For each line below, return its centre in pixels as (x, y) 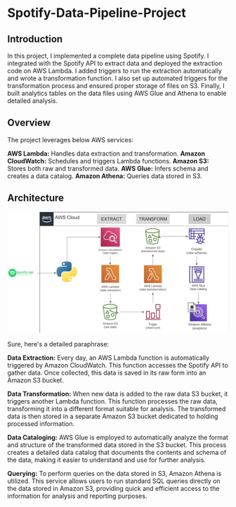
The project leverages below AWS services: (70, 139)
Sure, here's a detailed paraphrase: (58, 344)
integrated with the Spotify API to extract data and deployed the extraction (115, 63)
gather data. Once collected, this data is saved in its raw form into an (107, 373)
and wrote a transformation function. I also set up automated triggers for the (118, 78)
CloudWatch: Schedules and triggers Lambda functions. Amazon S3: (108, 161)
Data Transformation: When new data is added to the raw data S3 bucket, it (118, 394)
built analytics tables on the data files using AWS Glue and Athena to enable (117, 93)
